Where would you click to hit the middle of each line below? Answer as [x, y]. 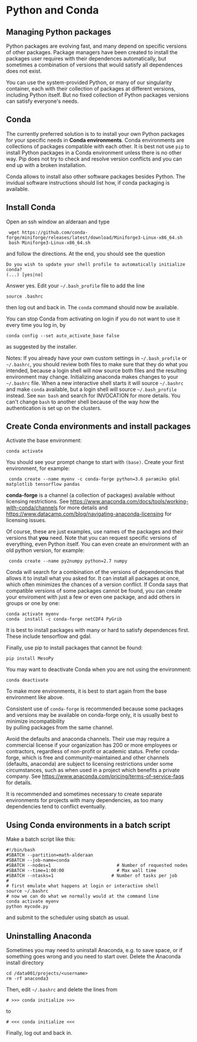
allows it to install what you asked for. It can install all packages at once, [93, 578]
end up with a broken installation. [46, 165]
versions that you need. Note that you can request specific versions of [92, 538]
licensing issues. [26, 520]
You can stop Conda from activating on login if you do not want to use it [93, 319]
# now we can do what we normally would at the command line [83, 896]
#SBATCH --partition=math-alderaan [50, 855]
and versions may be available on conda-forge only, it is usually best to [92, 715]
